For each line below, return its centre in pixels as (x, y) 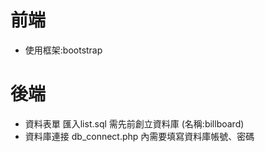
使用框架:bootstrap (63, 50)
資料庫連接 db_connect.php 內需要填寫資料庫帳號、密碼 (139, 136)
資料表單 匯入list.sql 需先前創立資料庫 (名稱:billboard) (134, 123)
